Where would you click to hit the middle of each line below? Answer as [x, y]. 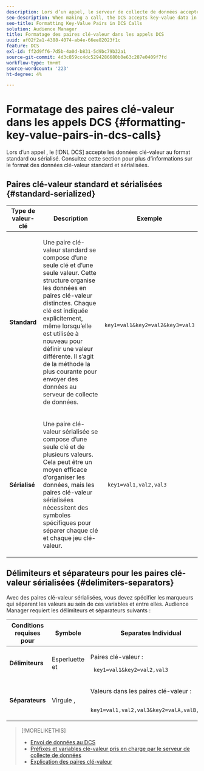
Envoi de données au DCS [63, 742]
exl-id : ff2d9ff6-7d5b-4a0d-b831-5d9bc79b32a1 [66, 52]
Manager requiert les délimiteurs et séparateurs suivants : [78, 610]
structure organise [69, 280]
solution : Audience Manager [42, 29]
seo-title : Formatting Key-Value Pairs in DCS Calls [74, 23]
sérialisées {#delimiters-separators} [103, 583]
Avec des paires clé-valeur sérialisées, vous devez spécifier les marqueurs [100, 597]
